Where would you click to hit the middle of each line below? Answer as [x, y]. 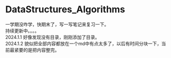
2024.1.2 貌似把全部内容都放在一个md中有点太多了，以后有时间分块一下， [83, 43]
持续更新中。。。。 [22, 31]
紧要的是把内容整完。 [37, 50]
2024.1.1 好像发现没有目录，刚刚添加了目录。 [53, 37]
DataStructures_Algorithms [65, 9]
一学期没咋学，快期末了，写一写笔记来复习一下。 [57, 24]
